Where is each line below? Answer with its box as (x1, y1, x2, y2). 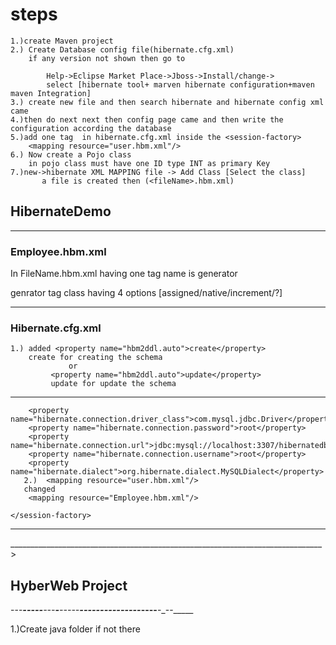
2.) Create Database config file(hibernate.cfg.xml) (10, 44, 235, 55)
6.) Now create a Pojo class (10, 149, 132, 160)
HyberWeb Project (10, 577, 128, 594)
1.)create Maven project (10, 36, 114, 46)
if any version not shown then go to (28, 53, 186, 63)
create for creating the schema (28, 353, 163, 363)
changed (23, 484, 56, 495)
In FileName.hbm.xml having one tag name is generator (10, 268, 238, 280)
